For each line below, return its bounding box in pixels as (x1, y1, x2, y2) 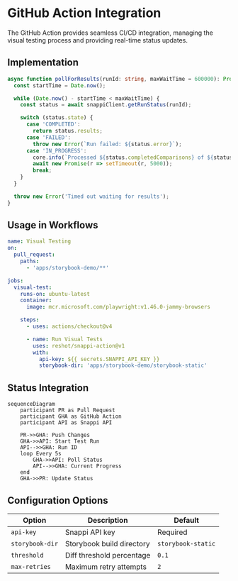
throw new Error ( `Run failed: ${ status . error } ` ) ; (33, 140, 182, 148)
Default (173, 515, 200, 525)
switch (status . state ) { (20, 114, 93, 121)
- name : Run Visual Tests (25, 336, 103, 343)
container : (20, 297, 52, 304)
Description (87, 515, 128, 525)
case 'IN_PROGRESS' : (25, 147, 87, 154)
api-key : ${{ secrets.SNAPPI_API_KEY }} (38, 355, 160, 363)
